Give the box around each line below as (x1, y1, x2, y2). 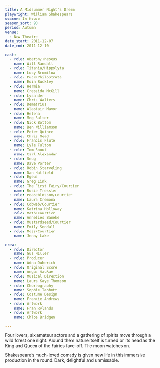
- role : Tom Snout (9, 147, 47, 153)
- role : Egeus (9, 174, 38, 179)
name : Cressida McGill (14, 88, 60, 93)
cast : (5, 52, 16, 57)
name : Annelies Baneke (14, 215, 60, 220)
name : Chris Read (14, 134, 49, 139)
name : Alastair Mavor (14, 107, 57, 112)
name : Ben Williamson (14, 125, 57, 130)
